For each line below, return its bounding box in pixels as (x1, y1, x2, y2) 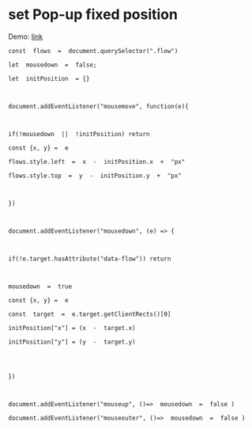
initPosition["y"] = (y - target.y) (8, 338, 136, 346)
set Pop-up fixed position (8, 6, 178, 24)
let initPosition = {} (8, 74, 90, 82)
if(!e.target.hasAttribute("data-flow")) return (8, 255, 171, 263)
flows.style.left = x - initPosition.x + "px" (8, 158, 186, 165)
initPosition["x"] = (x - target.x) (8, 324, 136, 332)
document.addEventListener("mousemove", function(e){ (8, 102, 190, 110)
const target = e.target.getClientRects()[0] (8, 310, 171, 318)
